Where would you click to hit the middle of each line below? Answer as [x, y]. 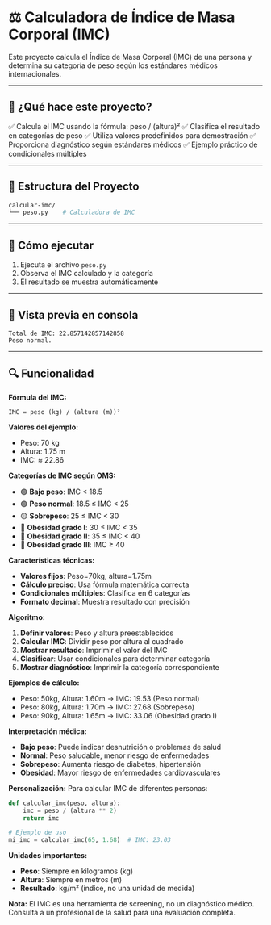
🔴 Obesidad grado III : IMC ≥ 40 [72, 544]
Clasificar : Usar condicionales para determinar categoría [115, 659]
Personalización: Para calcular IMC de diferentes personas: [108, 788]
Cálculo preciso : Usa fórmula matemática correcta [104, 584]
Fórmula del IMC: [38, 397]
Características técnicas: [52, 560]
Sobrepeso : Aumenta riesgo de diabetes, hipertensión [110, 764]
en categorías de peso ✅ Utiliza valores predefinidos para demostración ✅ [132, 135]
